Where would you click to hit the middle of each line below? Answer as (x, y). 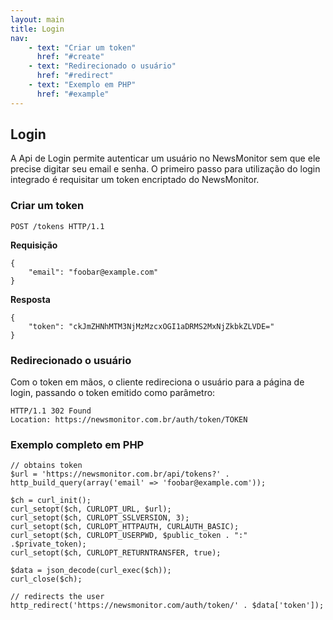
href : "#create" (70, 57)
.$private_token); (48, 544)
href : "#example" (73, 94)
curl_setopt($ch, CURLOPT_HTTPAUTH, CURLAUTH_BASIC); (125, 527)
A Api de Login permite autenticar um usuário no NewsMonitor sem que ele (165, 158)
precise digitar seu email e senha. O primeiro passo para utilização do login (165, 169)
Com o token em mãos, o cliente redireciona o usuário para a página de (157, 382)
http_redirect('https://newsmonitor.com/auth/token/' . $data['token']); (167, 606)
